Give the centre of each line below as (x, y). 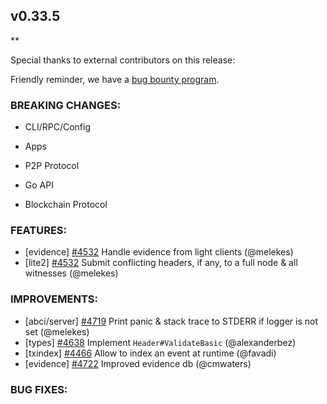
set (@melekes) (57, 331)
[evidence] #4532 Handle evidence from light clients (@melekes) (159, 252)
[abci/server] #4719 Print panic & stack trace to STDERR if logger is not (171, 321)
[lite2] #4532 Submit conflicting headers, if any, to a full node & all (161, 263)
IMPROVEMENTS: (54, 299)
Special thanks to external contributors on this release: (123, 60)
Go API (39, 185)
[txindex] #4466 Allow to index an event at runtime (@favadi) (150, 353)
